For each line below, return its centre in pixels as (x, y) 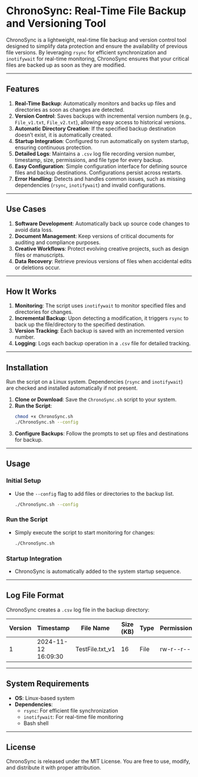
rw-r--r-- (175, 649)
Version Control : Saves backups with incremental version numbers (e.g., (103, 116)
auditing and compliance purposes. (57, 242)
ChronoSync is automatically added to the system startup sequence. (98, 571)
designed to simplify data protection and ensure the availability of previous (97, 46)
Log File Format (35, 595)
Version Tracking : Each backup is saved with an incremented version (99, 331)
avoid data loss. (34, 229)
